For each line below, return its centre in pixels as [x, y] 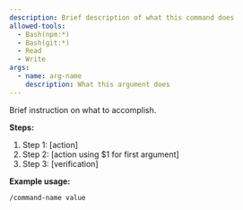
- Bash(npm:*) [43, 34]
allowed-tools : [38, 26]
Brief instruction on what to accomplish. [83, 109]
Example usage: [40, 181]
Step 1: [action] [50, 144]
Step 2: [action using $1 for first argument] [100, 154]
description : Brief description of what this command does [122, 17]
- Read [30, 51]
